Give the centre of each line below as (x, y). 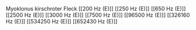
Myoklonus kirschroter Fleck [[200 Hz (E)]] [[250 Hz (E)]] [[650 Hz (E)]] (96, 9)
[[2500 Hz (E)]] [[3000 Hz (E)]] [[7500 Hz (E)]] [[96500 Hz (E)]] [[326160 (98, 15)
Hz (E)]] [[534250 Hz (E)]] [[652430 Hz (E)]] (62, 21)
